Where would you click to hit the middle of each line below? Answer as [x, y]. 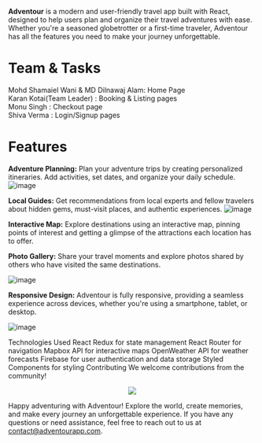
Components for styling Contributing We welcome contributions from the [126, 367]
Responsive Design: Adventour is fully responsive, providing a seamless [126, 295]
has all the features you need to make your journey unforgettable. [114, 36]
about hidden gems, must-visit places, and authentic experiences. [115, 209]
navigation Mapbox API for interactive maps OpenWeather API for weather [129, 350]
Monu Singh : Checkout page [55, 106]
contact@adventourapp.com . [55, 430]
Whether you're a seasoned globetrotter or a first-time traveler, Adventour [128, 28]
